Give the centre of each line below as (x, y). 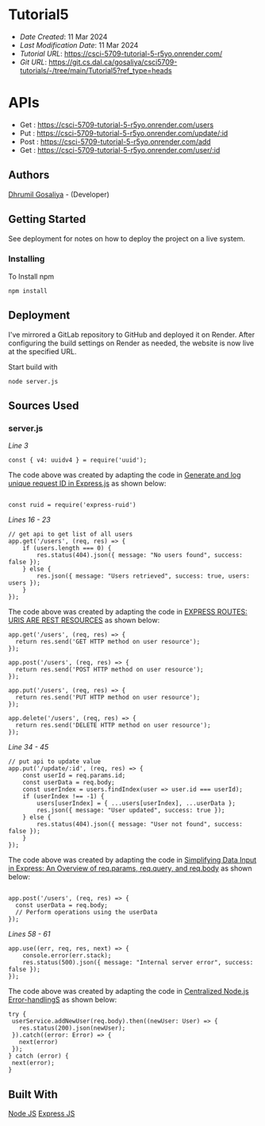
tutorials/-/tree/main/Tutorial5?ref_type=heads (96, 70)
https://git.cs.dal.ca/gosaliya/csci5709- (113, 62)
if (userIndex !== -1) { (63, 797)
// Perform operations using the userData (86, 913)
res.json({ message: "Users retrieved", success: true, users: (143, 576)
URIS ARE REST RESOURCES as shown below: (84, 620)
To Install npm (31, 276)
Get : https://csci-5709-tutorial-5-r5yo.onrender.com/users (117, 124)
